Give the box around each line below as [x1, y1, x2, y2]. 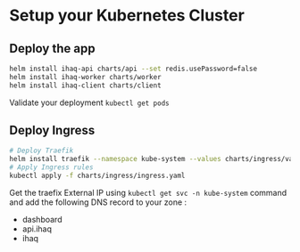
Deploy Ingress [9, 123, 96, 138]
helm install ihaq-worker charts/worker [9, 72, 162, 81]
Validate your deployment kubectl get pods [9, 97, 170, 108]
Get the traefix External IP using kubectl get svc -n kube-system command [9, 187, 287, 198]
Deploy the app [9, 41, 96, 56]
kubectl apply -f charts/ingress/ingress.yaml [9, 171, 186, 181]
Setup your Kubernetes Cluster [9, 5, 246, 26]
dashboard [21, 214, 62, 224]
